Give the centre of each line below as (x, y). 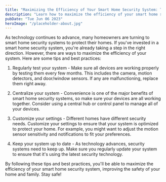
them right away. (29, 84)
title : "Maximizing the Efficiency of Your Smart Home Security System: (82, 10)
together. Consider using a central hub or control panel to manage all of (85, 104)
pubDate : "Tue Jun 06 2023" (34, 19)
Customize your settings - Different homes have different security (79, 118)
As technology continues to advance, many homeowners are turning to (77, 37)
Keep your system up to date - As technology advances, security (78, 144)
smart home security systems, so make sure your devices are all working (86, 99)
